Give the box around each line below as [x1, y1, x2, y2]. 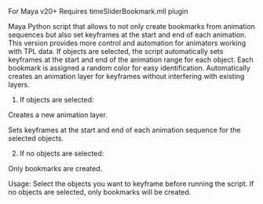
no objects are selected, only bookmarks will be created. [8, 188, 192, 196]
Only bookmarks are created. [8, 164, 103, 173]
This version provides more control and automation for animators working [8, 38, 247, 48]
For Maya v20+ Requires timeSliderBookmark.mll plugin [8, 7, 188, 16]
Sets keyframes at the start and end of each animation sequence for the [8, 125, 241, 134]
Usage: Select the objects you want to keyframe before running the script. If [8, 179, 254, 188]
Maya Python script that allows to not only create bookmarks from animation [8, 22, 255, 30]
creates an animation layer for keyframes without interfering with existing [8, 72, 245, 81]
